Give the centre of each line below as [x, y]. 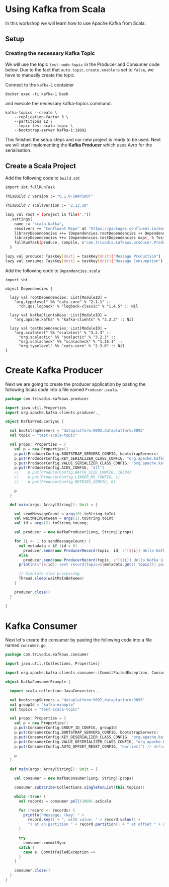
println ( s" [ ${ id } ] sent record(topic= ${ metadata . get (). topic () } [87, 565]
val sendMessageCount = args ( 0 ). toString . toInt [65, 514]
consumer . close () [32, 871]
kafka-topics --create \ [31, 112]
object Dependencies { [29, 289]
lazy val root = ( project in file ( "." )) [48, 215]
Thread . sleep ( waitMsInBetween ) [51, 579]
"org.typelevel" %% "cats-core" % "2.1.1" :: [63, 302]
